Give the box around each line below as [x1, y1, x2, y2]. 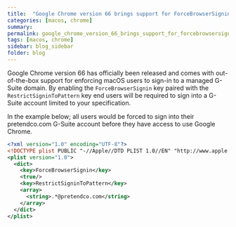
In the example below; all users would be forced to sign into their [7, 112, 195, 120]
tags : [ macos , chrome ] [7, 37, 74, 44]
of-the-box [7, 76, 39, 84]
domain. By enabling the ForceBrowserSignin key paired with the [23, 84, 209, 92]
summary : [7, 23, 33, 30]
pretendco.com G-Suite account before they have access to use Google [7, 119, 216, 128]
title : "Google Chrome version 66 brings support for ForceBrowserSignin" [7, 10, 234, 18]
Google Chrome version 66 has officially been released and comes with [7, 68, 214, 77]
